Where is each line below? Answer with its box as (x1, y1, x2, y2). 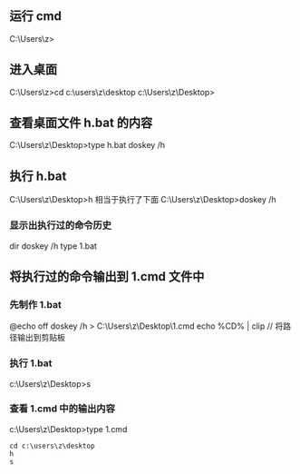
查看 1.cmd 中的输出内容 (9, 402, 116, 415)
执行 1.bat (9, 357, 53, 370)
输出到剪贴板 (16, 332, 65, 343)
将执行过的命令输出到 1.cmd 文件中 (9, 269, 205, 284)
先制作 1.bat (9, 298, 62, 311)
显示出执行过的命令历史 (9, 219, 111, 232)
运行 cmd (9, 8, 62, 25)
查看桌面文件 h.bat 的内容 (9, 115, 153, 131)
